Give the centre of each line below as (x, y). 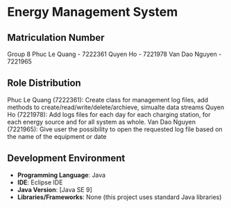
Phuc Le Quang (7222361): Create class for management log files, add (108, 100)
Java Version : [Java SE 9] (54, 189)
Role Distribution (44, 83)
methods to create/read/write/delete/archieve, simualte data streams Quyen (116, 107)
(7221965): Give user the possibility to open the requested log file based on (115, 129)
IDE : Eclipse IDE (40, 182)
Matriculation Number (56, 38)
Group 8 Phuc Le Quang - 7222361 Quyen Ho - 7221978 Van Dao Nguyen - (114, 54)
